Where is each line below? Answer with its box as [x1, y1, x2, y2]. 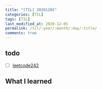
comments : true [5, 30, 37, 35]
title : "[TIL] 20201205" [5, 7, 57, 12]
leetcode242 [12, 62, 39, 68]
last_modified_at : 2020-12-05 [5, 21, 68, 26]
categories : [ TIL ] [5, 12, 43, 17]
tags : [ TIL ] [5, 16, 30, 21]
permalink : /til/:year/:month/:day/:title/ [5, 26, 97, 31]
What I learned [5, 77, 52, 85]
